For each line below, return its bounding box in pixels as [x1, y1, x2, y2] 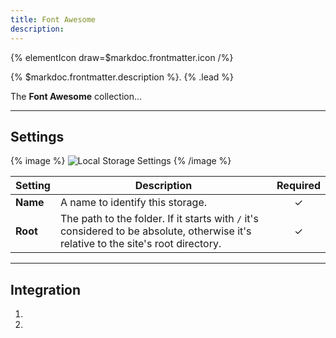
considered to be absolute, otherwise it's [59, 224, 252, 238]
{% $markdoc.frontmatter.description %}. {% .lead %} [10, 71, 235, 83]
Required [276, 179, 321, 193]
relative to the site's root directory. [59, 237, 222, 251]
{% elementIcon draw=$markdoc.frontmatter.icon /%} [10, 51, 234, 63]
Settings [10, 128, 65, 145]
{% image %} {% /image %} [10, 155, 232, 167]
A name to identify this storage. [59, 196, 207, 210]
